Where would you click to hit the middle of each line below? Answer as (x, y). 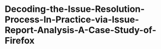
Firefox (20, 41)
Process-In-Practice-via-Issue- (72, 20)
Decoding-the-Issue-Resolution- (75, 9)
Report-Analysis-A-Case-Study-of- (80, 30)
